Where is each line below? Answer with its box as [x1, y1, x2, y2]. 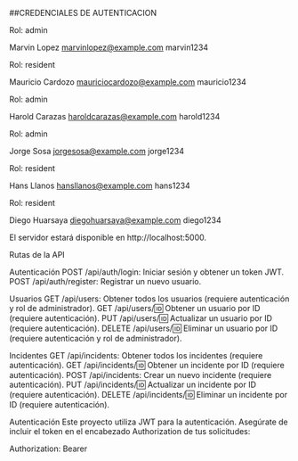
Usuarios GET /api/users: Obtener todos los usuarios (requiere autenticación [9, 293, 290, 304]
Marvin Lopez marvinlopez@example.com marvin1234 [9, 42, 209, 53]
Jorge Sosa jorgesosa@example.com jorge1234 [9, 146, 185, 156]
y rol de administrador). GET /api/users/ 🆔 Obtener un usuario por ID [9, 303, 261, 313]
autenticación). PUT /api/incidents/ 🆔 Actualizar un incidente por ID [9, 379, 256, 390]
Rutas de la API [9, 250, 65, 259]
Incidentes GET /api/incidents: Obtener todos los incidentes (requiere [9, 350, 263, 360]
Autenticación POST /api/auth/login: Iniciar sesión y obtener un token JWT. [9, 267, 285, 277]
